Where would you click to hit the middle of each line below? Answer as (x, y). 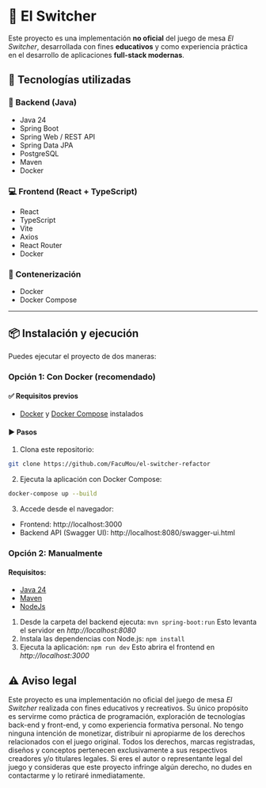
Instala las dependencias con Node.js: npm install (102, 639)
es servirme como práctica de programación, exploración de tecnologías (127, 717)
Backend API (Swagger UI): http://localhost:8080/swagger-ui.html (127, 533)
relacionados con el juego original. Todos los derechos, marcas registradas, (132, 742)
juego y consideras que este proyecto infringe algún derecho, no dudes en (130, 767)
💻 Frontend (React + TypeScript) (73, 191)
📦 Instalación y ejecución (74, 333)
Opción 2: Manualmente (55, 553)
